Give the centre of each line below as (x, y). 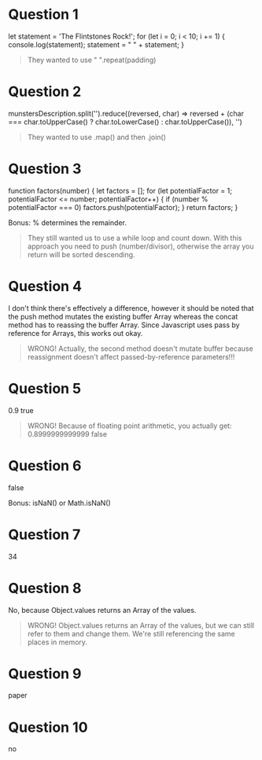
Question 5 (45, 388)
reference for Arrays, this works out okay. (76, 333)
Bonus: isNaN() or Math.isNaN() (60, 503)
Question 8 (45, 588)
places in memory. (57, 642)
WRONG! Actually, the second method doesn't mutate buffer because (140, 349)
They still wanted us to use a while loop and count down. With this (135, 238)
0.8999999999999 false (67, 433)
